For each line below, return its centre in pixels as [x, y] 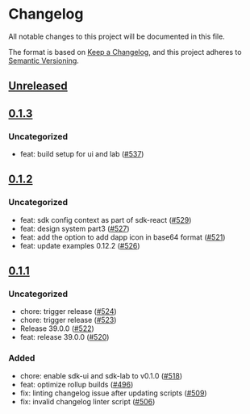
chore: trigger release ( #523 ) [68, 320]
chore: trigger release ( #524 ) [68, 312]
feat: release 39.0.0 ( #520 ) [65, 337]
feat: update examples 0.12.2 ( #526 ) [80, 245]
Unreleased [38, 86]
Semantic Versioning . [44, 61]
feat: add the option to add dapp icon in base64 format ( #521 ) [123, 237]
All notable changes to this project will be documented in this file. [117, 36]
